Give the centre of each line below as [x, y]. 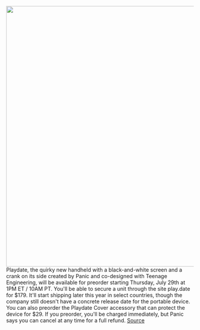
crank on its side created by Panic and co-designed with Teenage [87, 276]
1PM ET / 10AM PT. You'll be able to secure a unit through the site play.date [98, 289]
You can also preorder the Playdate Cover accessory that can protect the [96, 308]
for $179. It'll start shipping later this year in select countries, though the [94, 295]
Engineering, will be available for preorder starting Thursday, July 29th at [96, 282]
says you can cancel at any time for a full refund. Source [75, 320]
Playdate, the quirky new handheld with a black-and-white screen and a [94, 270]
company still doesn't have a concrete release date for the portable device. [98, 301]
